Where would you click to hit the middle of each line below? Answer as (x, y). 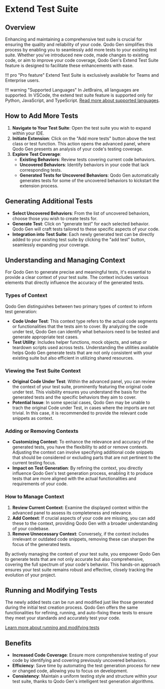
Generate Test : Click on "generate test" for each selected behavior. (81, 224)
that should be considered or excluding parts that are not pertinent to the (86, 458)
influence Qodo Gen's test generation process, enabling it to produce (82, 473)
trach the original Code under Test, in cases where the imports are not (83, 408)
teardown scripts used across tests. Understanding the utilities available (85, 347)
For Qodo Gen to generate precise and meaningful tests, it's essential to (78, 272)
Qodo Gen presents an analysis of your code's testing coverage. (78, 149)
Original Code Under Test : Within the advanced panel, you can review (83, 381)
